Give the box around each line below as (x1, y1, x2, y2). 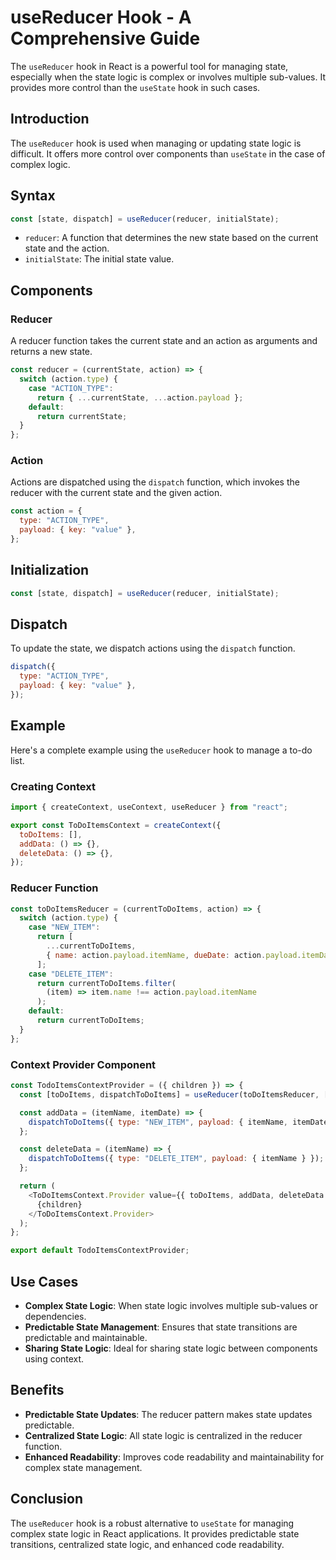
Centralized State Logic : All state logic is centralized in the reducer (24, 1429, 303, 1441)
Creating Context (10, 779, 96, 793)
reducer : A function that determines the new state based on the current (24, 232, 319, 244)
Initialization (10, 562, 90, 579)
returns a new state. (10, 346, 93, 358)
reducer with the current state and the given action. (10, 487, 223, 499)
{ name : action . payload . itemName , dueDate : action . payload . (46, 950, 302, 960)
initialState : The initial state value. (24, 253, 175, 265)
